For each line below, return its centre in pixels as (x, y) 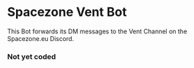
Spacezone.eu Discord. (41, 38)
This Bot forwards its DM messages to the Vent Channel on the (97, 31)
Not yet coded (32, 56)
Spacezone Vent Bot (67, 12)
